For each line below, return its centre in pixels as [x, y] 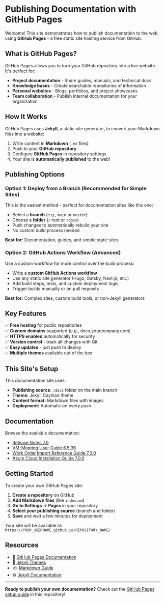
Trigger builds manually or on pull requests [55, 288]
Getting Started [29, 473]
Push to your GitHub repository [44, 148]
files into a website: [25, 134]
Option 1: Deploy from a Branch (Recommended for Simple [76, 188]
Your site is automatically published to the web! [61, 159]
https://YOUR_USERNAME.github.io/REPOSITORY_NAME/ [58, 530]
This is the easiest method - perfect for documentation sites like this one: [79, 205]
